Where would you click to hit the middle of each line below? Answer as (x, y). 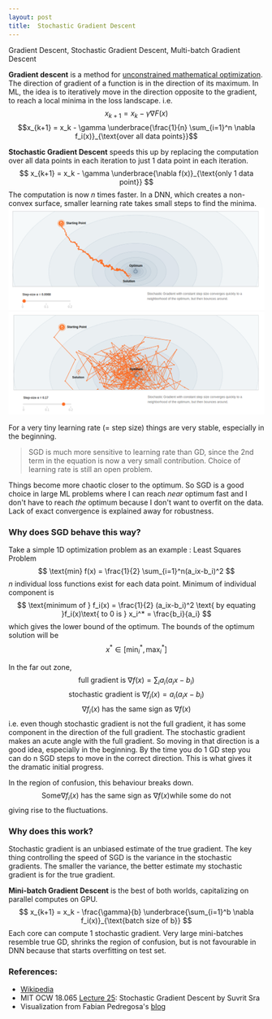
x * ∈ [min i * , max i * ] (136, 649)
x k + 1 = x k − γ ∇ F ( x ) (136, 114)
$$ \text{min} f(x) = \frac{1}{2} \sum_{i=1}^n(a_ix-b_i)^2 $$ (136, 571)
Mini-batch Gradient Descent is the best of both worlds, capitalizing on (129, 890)
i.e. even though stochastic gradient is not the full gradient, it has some (127, 724)
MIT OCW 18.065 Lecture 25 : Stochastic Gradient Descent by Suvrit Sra (140, 998)
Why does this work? (51, 831)
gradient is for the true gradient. (62, 875)
